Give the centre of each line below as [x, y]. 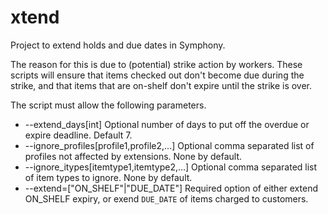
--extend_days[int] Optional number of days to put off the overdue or [167, 124]
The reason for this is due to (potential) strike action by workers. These [156, 64]
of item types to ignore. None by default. [108, 177]
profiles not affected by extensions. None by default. [133, 156]
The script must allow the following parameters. [108, 105]
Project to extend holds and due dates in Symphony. [118, 45]
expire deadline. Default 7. [78, 135]
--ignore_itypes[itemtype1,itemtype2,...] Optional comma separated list [171, 167]
